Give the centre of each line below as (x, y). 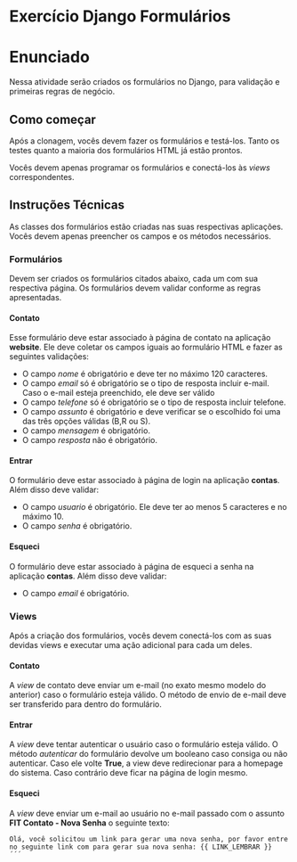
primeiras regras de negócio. (62, 92)
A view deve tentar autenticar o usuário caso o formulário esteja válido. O (144, 744)
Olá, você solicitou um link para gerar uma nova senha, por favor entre (149, 839)
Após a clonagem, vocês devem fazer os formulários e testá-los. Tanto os (144, 141)
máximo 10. (43, 517)
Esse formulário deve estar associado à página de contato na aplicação (140, 338)
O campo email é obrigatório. (76, 593)
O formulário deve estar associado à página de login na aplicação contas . (144, 480)
